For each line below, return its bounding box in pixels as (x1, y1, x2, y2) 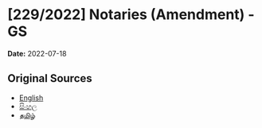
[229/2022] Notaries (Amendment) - (7, 6, 256, 24)
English (18, 93, 44, 103)
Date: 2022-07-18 (7, 48, 67, 58)
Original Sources (7, 72, 92, 85)
